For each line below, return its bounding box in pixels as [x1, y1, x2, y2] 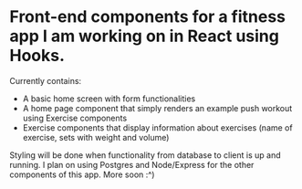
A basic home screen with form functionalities [22, 93, 196, 104]
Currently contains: [9, 75, 82, 86]
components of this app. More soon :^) [9, 169, 155, 180]
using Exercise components [22, 112, 128, 123]
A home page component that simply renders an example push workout [22, 102, 293, 113]
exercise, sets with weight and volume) [22, 131, 170, 142]
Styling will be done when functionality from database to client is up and [9, 149, 281, 161]
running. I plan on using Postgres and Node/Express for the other [9, 159, 255, 170]
